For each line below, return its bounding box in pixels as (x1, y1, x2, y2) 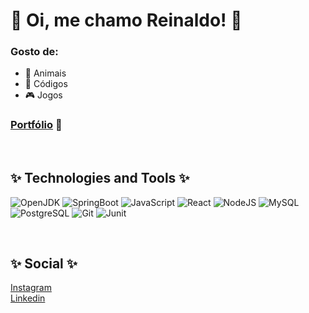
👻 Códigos (24, 78, 68, 90)
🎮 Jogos (24, 89, 63, 101)
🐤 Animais (24, 67, 67, 79)
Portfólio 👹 (10, 118, 63, 132)
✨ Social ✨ (10, 255, 78, 272)
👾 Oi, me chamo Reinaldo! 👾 (10, 9, 243, 32)
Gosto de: (10, 45, 59, 59)
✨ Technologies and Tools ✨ (10, 170, 190, 187)
